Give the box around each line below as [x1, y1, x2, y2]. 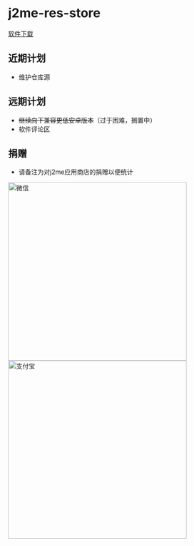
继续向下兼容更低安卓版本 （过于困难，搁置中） [18, 115, 156, 124]
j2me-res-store [8, 5, 101, 21]
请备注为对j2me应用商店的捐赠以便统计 [18, 168, 134, 176]
